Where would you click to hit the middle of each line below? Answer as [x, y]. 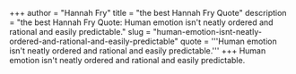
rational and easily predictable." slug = [80, 32]
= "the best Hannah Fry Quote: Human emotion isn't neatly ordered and [141, 22]
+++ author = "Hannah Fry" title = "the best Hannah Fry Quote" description [148, 13]
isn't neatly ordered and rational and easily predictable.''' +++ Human [138, 51]
